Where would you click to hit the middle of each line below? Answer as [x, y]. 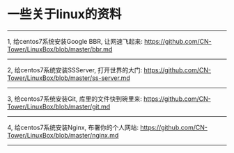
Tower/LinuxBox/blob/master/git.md [59, 106]
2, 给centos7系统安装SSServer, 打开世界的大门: [75, 70]
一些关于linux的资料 [64, 14]
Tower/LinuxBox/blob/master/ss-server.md [69, 78]
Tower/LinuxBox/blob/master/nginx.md [63, 135]
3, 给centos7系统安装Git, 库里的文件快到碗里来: [75, 99]
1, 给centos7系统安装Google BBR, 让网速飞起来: [75, 41]
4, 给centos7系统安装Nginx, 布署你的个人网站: [73, 127]
